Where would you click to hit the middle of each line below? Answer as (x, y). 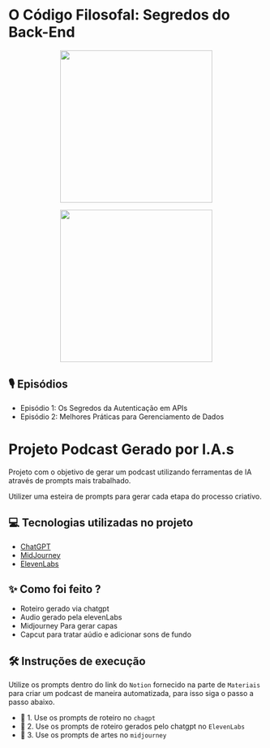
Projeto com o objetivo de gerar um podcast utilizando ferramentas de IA (130, 472)
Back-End (42, 32)
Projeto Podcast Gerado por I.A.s (121, 449)
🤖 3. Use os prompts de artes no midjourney (93, 735)
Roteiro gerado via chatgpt (64, 609)
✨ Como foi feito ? (55, 589)
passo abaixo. (32, 702)
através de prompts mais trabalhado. (70, 480)
